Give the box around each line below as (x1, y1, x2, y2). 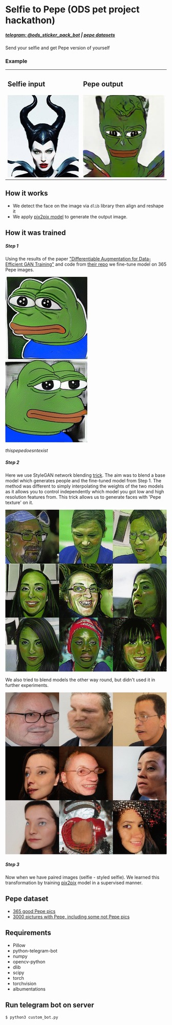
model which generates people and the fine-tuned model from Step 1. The (5, 477, 162, 483)
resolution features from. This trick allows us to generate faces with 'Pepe (5, 494, 161, 500)
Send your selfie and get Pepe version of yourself (5, 45, 110, 51)
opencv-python (12, 958, 46, 964)
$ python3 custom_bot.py (5, 1015, 58, 1020)
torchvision (12, 980, 37, 986)
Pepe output (82, 80, 123, 88)
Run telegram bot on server (5, 1000, 95, 1009)
